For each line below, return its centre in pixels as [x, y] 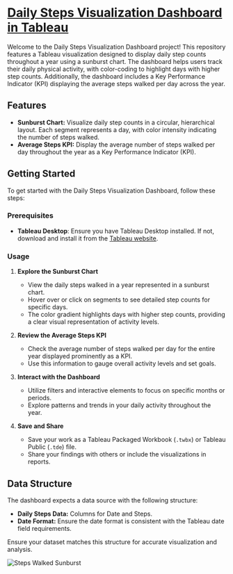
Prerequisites [30, 215]
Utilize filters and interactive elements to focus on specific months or [126, 391]
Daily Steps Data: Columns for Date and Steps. [85, 514]
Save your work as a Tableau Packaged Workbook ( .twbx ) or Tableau [127, 440]
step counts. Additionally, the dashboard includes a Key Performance [106, 76]
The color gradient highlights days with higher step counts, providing [127, 315]
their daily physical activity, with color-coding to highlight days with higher [114, 69]
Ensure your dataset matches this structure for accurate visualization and [112, 542]
